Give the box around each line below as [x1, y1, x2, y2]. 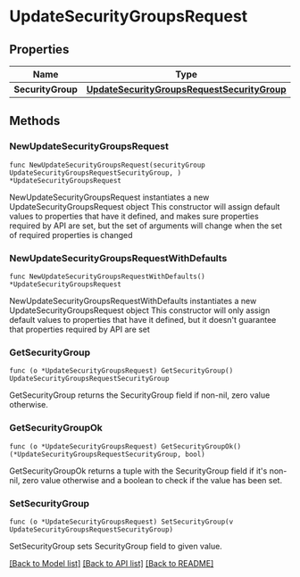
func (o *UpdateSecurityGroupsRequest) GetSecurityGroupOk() [9, 441, 242, 451]
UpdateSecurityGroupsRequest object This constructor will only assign [9, 305, 271, 316]
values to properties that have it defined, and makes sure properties [9, 210, 259, 221]
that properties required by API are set [9, 324, 150, 334]
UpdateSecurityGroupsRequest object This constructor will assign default [9, 201, 280, 211]
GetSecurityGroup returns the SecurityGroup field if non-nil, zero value [9, 390, 271, 400]
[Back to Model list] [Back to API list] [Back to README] [9, 557, 214, 568]
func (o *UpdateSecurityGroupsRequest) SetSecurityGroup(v [9, 517, 234, 526]
